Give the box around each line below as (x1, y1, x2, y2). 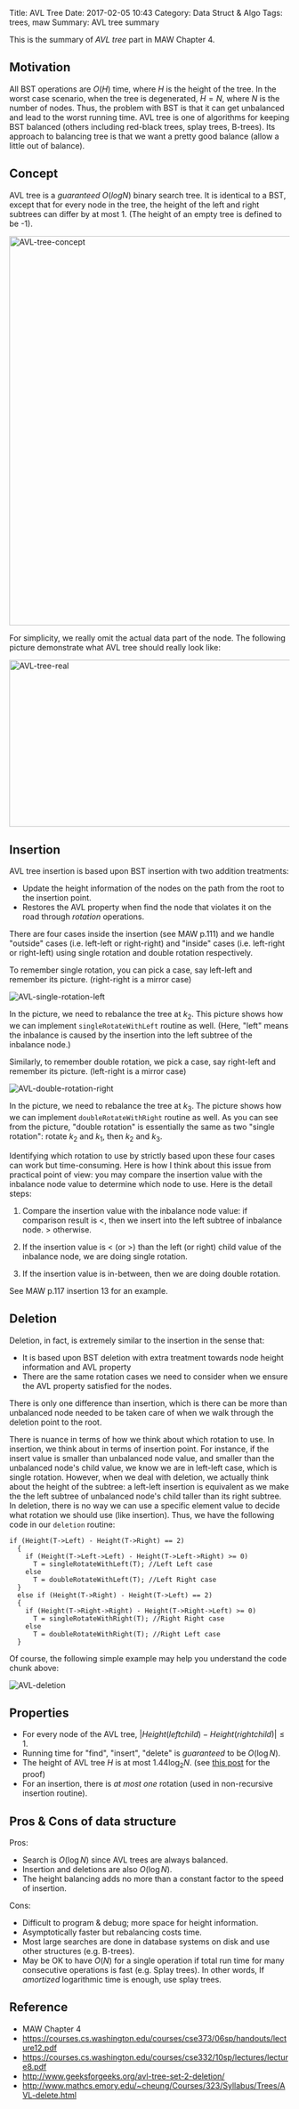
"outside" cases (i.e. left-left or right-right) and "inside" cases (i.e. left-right (9, 938, 286, 949)
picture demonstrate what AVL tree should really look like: (9, 642, 221, 652)
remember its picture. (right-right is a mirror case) (9, 974, 192, 985)
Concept (9, 166, 59, 182)
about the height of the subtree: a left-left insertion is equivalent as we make (9, 1481, 289, 1491)
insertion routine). (21, 1788, 88, 1798)
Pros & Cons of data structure (9, 1814, 176, 1829)
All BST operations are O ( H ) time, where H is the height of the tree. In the (9, 84, 277, 94)
